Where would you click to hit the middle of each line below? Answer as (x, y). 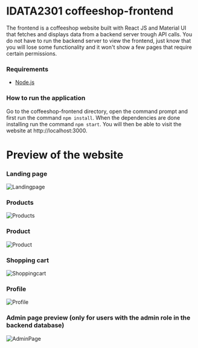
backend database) (35, 326)
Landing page (27, 173)
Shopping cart (28, 260)
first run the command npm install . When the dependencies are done (93, 118)
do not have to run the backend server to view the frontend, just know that (99, 40)
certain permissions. (32, 53)
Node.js (25, 82)
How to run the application (46, 98)
